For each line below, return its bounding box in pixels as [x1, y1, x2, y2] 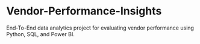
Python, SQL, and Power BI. [6, 30, 75, 37]
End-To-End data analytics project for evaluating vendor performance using [6, 24, 195, 31]
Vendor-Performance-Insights [6, 4, 162, 18]
